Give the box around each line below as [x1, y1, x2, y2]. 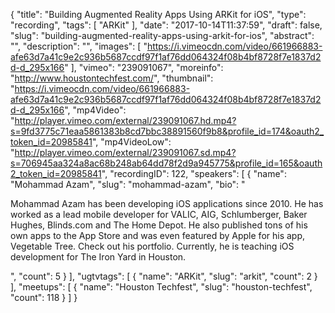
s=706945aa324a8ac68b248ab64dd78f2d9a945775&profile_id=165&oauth [10, 157, 323, 169]
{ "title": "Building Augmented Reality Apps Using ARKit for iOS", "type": [10, 9, 307, 20]
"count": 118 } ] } [10, 292, 78, 303]
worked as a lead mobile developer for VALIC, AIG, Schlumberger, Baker [10, 209, 308, 220]
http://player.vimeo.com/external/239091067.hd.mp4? [14, 115, 237, 126]
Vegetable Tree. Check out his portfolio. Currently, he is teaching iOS [10, 240, 295, 252]
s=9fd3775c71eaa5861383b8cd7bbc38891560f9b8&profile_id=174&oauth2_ [10, 125, 325, 137]
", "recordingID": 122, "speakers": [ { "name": [101, 168, 287, 179]
